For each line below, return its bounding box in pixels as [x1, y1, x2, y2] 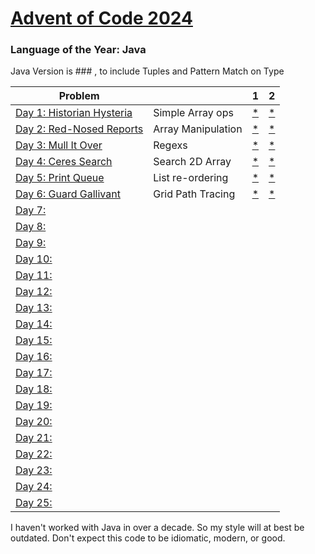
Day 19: [15, 398, 53, 412]
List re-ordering [153, 171, 229, 185]
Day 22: [15, 447, 53, 461]
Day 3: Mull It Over [15, 138, 103, 152]
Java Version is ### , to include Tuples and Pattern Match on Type [10, 65, 285, 77]
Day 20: [15, 415, 53, 429]
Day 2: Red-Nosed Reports [15, 122, 144, 136]
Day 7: [15, 203, 47, 217]
